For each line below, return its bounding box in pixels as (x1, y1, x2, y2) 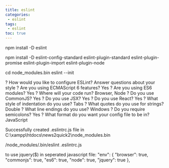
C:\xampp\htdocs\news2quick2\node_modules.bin (5, 132, 111, 138)
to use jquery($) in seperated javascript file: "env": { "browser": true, (5, 152, 148, 157)
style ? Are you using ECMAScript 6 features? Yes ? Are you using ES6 (5, 85, 152, 91)
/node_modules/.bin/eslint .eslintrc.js (5, 142, 82, 148)
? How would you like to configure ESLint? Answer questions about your (5, 79, 155, 85)
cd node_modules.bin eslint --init (5, 70, 74, 76)
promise (5, 60, 23, 66)
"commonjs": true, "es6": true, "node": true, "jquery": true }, (5, 157, 131, 163)
